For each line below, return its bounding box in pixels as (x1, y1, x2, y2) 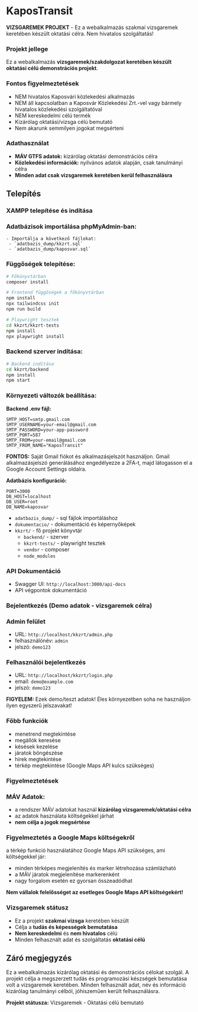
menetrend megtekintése (14, 730, 76, 738)
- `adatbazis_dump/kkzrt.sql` (8, 241, 83, 247)
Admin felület (6, 617, 46, 625)
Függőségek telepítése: (6, 260, 76, 268)
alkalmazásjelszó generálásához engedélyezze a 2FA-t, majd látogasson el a (6, 459, 193, 466)
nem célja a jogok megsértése (14, 818, 90, 825)
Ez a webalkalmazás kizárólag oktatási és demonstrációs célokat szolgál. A (6, 969, 189, 976)
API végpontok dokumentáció (14, 586, 87, 593)
